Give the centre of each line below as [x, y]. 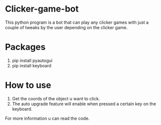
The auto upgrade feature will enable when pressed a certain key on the [84, 104]
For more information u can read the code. [47, 118]
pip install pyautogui [32, 60]
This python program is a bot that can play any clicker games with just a [77, 22]
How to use [28, 85]
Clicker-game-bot [42, 9]
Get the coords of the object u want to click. [56, 98]
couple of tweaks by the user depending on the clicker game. [66, 27]
